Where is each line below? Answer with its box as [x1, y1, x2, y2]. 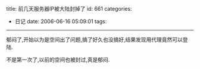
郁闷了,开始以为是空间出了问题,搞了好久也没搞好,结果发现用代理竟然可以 [6, 36, 183, 43]
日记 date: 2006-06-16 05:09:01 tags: [14, 18, 107, 25]
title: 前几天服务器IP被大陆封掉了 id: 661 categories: [6, 5, 132, 12]
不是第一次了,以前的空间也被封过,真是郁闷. [6, 56, 110, 63]
